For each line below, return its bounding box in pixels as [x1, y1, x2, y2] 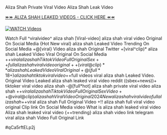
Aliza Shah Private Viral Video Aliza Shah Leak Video [5, 4, 114, 10]
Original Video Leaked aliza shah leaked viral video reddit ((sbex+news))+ [5, 78, 157, 84]
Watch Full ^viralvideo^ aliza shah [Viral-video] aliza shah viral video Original [5, 35, 163, 41]
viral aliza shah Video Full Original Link [5, 115, 84, 121]
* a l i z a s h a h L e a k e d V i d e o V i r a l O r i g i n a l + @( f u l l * [5, 67, 101, 73]
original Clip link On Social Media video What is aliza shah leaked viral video [5, 104, 161, 110]
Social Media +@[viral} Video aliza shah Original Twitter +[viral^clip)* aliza [5, 46, 158, 52]
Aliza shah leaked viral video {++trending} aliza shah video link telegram [5, 110, 154, 115]
